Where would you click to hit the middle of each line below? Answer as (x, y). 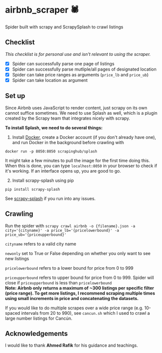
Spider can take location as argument (50, 80)
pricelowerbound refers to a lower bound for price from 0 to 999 (69, 268)
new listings (17, 258)
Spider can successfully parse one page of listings (63, 63)
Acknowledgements (36, 334)
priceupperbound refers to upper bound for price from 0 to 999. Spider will (80, 277)
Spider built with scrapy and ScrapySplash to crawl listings (64, 27)
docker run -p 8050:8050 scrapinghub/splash (51, 151)
